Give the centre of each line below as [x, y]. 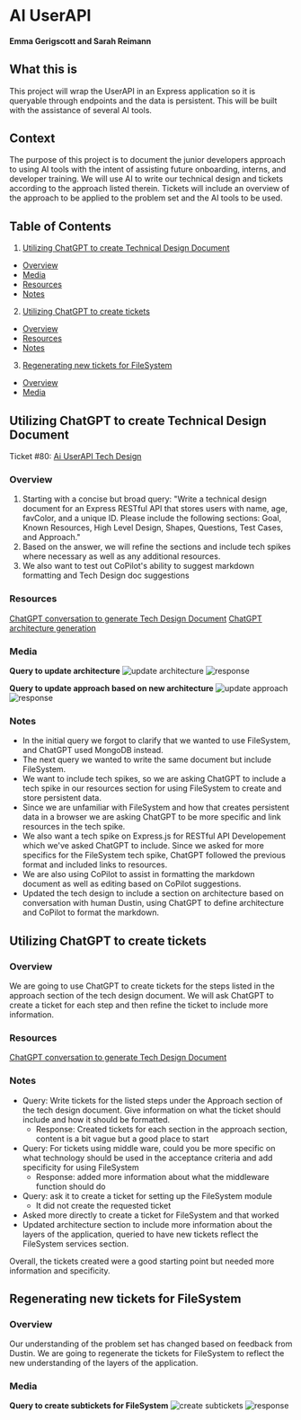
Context [32, 138]
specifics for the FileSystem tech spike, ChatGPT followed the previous [154, 856]
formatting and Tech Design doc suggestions [106, 575]
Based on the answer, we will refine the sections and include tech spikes [156, 547]
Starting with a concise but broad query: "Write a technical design [144, 499]
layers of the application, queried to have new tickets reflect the [140, 1234]
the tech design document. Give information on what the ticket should [151, 1110]
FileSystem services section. [75, 1243]
